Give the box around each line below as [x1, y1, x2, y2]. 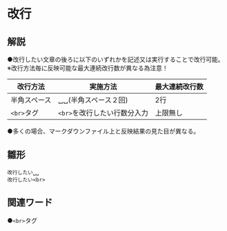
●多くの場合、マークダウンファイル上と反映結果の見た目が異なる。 [7, 127, 200, 135]
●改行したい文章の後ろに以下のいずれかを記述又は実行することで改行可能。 [7, 56, 224, 63]
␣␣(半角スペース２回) [58, 96, 128, 104]
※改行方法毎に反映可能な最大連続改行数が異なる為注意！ [7, 64, 168, 72]
